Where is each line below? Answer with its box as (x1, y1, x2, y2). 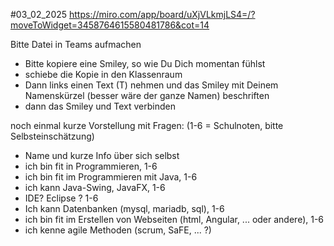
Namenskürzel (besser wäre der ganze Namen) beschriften (24, 90, 270, 101)
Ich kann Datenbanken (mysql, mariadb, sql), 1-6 (24, 203, 225, 214)
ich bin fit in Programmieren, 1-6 (24, 160, 158, 172)
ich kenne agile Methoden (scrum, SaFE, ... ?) (24, 224, 212, 236)
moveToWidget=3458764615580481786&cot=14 (10, 19, 210, 31)
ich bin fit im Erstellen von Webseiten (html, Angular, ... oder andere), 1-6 (24, 214, 325, 225)
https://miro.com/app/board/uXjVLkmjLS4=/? (69, 9, 256, 20)
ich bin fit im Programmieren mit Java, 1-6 (24, 171, 198, 183)
